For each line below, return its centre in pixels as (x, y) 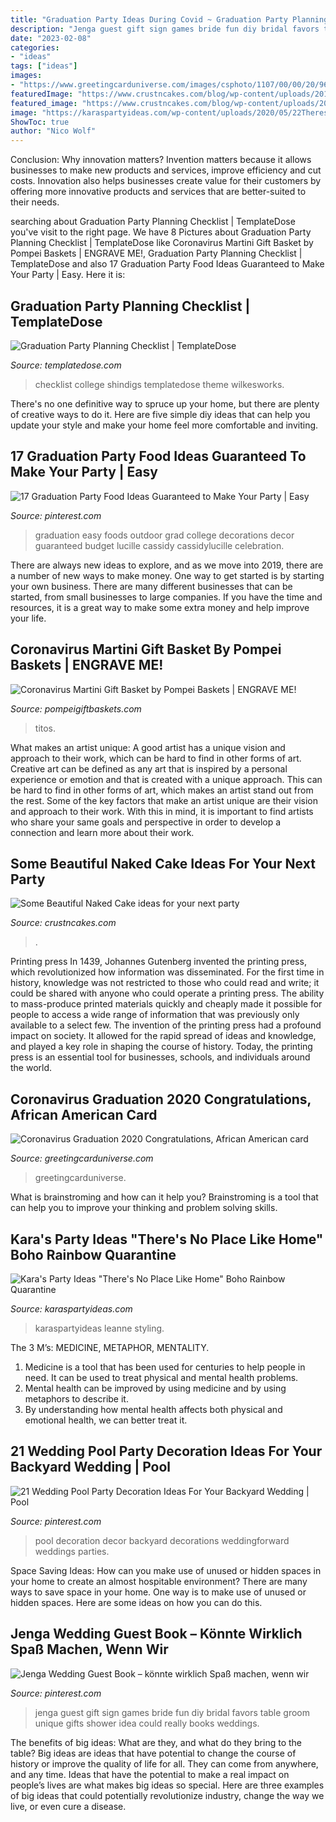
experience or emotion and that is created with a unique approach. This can (166, 779)
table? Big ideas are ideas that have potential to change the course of (153, 1753)
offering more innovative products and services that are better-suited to (158, 192)
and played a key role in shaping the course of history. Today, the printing (161, 1047)
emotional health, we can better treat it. (106, 1420)
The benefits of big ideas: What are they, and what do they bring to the (156, 1742)
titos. (45, 728)
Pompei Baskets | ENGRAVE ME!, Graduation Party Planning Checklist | (156, 253)
